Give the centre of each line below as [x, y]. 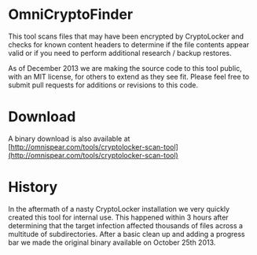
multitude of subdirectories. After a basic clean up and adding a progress [127, 234]
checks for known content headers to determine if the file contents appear [129, 44]
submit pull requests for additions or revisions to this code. [103, 85]
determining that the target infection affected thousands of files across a [126, 225]
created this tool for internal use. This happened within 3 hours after [119, 217]
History [33, 187]
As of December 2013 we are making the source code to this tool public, [125, 68]
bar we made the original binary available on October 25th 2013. [112, 242]
